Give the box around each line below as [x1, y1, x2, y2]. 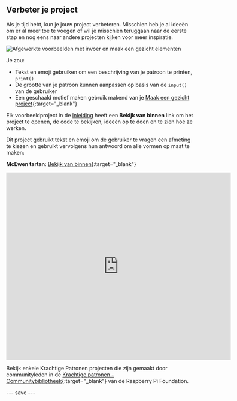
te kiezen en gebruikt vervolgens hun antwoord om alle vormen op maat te [6, 142, 190, 149]
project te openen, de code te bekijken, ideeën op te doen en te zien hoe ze [6, 118, 193, 125]
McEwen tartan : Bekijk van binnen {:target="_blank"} [6, 160, 136, 167]
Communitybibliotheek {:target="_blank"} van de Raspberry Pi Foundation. [6, 377, 189, 384]
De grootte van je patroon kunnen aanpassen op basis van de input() [14, 81, 187, 88]
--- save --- [6, 389, 36, 396]
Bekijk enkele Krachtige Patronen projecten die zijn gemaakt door [6, 364, 168, 372]
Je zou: [6, 56, 25, 64]
